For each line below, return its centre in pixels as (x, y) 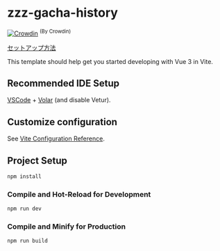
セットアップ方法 (32, 47)
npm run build (28, 241)
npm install (24, 177)
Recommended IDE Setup (64, 83)
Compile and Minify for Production (67, 226)
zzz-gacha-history (62, 13)
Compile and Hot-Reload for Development (79, 194)
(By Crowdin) (55, 31)
